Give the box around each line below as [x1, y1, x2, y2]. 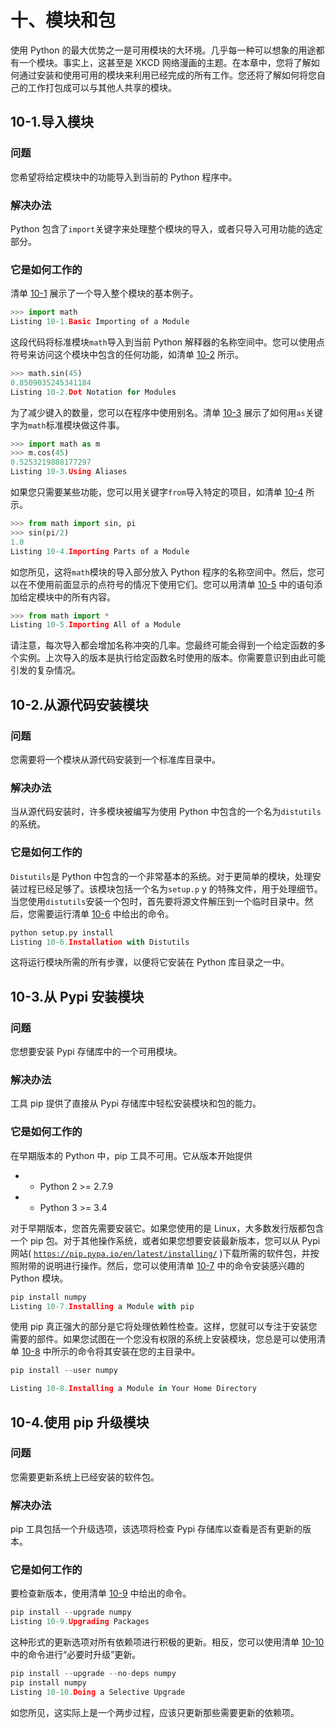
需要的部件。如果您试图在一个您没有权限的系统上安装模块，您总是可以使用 [10, 1333, 317, 1345]
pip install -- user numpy [10, 1366, 118, 1376]
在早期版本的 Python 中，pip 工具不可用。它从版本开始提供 [10, 1149, 253, 1161]
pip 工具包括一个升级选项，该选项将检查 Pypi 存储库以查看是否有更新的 [10, 1523, 303, 1535]
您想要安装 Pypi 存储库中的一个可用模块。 [10, 1046, 183, 1058]
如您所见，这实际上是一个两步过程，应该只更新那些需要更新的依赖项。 [10, 1706, 300, 1718]
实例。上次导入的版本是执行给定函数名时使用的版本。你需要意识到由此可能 [18, 652, 326, 664]
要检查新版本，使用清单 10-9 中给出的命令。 [10, 1587, 192, 1600]
